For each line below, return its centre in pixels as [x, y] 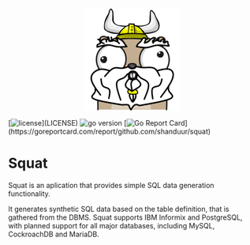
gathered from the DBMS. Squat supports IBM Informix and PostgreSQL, [125, 217]
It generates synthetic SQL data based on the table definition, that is [119, 209]
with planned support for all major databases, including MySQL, [112, 225]
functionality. [30, 194]
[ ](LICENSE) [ [67, 123]
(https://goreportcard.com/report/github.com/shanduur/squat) [110, 131]
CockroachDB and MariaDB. [54, 234]
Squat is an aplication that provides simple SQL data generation [111, 185]
